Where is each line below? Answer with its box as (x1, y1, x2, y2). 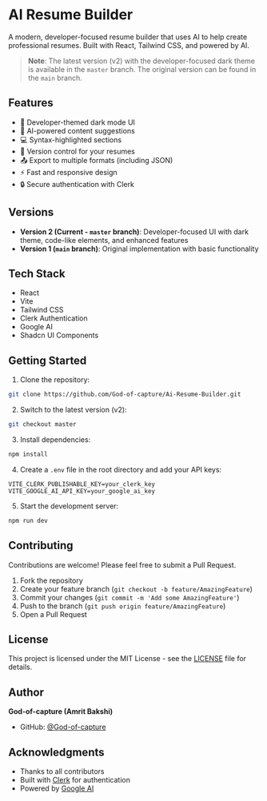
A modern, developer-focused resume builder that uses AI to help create (8, 32, 248, 42)
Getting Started (8, 353, 87, 367)
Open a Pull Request (19, 609, 88, 619)
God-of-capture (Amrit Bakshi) (8, 707, 114, 716)
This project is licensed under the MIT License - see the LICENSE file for (8, 654, 246, 664)
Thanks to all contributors (19, 766, 106, 776)
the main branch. (27, 73, 82, 82)
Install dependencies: (19, 434, 91, 444)
